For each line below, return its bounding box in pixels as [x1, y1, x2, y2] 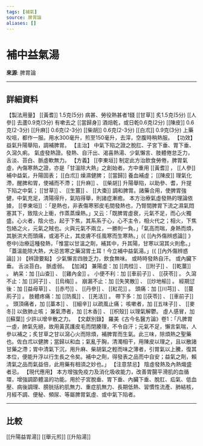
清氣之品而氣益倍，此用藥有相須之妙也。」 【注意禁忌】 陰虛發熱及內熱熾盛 [6, 361, 192, 368]
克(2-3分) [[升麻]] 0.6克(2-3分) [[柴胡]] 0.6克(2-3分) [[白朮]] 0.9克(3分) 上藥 [6, 126, 194, 134]
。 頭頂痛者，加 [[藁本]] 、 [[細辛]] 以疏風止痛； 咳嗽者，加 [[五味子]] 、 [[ [6, 300, 190, 308]
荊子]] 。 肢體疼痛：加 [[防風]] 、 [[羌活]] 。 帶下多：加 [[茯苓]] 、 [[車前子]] [6, 292, 194, 300]
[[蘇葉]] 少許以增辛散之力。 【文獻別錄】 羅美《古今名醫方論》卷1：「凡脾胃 [6, 315, 193, 323]
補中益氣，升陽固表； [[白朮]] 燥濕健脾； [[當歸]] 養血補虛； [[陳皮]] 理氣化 [6, 172, 192, 179]
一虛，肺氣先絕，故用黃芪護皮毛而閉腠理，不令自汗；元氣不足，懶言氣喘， [6, 323, 192, 330]
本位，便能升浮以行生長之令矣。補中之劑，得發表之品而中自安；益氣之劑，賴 [6, 353, 197, 360]
